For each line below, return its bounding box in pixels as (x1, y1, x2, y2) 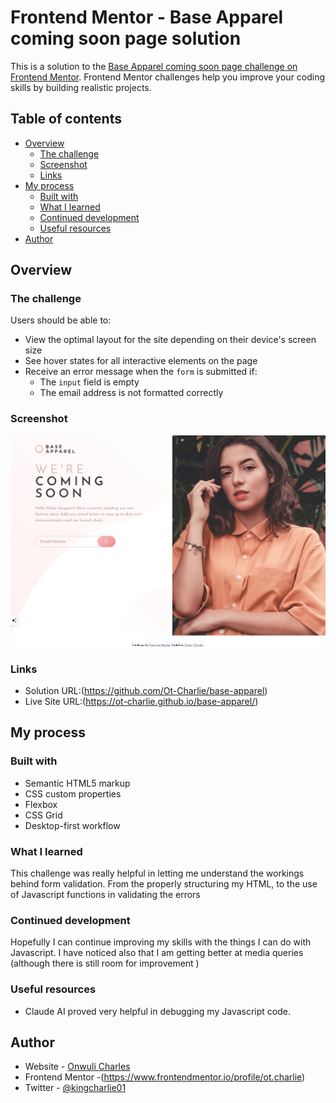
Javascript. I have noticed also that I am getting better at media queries (10, 947, 304, 959)
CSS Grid (24, 809, 63, 821)
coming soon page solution (10, 27, 242, 50)
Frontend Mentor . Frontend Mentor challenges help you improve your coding (10, 71, 326, 83)
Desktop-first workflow (24, 819, 121, 831)
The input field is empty (39, 376, 140, 388)
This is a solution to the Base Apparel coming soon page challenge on (10, 60, 298, 72)
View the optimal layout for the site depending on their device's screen (24, 334, 317, 346)
